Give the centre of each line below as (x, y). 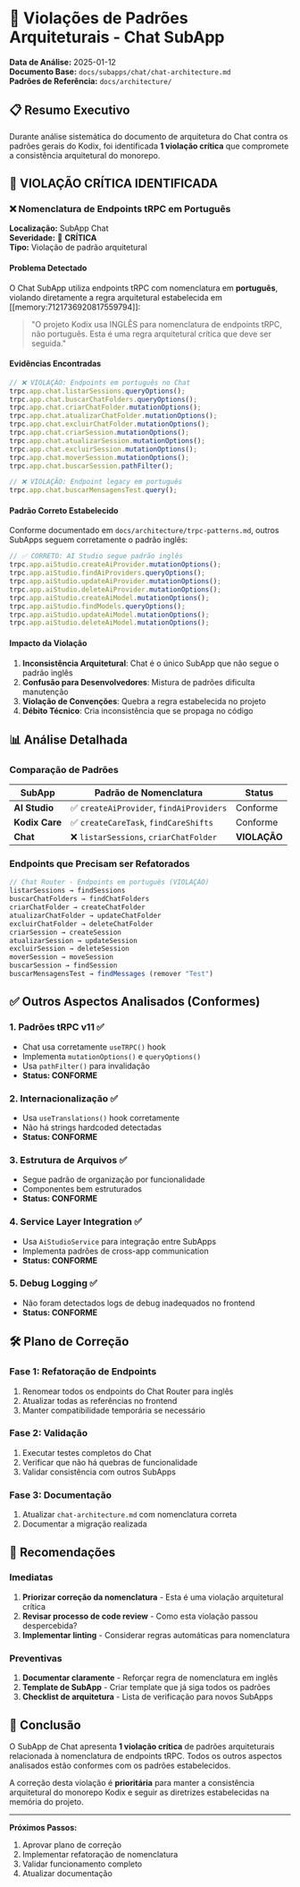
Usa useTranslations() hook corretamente (101, 1118)
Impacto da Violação (48, 642)
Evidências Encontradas (55, 364)
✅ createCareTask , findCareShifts (142, 822)
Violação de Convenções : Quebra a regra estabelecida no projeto (144, 701)
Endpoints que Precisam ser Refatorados (100, 864)
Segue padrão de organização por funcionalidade (113, 1179)
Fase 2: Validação (48, 1433)
